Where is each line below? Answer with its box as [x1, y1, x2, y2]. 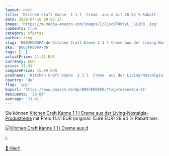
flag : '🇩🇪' [5, 82, 30, 87]
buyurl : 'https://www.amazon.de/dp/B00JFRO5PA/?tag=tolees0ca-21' [5, 87, 147, 92]
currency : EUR [5, 59, 35, 64]
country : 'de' [5, 77, 35, 83]
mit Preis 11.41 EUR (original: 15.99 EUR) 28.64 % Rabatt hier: [33, 115, 159, 121]
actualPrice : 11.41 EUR [5, 54, 55, 59]
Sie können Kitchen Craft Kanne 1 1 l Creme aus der [5, 110, 112, 116]
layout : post [5, 7, 33, 13]
